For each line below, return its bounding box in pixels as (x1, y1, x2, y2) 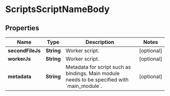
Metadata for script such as (65, 64, 132, 70)
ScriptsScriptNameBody (5, 4, 110, 15)
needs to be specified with (65, 76, 129, 83)
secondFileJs (8, 47, 41, 54)
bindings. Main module (65, 70, 120, 77)
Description (85, 39, 115, 45)
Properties (5, 24, 39, 32)
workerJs (8, 56, 31, 62)
